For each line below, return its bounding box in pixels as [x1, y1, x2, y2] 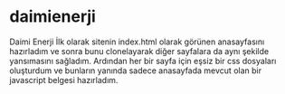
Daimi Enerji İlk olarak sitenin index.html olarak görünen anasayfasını [9, 36, 265, 47]
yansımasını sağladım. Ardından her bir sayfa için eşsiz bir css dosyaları [9, 55, 277, 66]
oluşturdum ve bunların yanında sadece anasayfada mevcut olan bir [9, 65, 262, 76]
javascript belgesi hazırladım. [9, 74, 119, 85]
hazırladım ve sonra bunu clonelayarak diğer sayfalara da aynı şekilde [9, 45, 270, 56]
